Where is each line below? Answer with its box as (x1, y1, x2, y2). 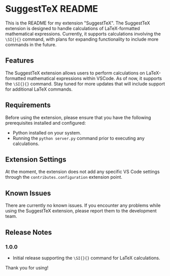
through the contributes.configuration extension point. (5, 174, 123, 180)
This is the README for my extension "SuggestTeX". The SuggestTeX (5, 20, 151, 26)
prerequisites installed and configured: (5, 120, 86, 126)
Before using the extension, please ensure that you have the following (5, 114, 151, 120)
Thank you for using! (5, 264, 49, 270)
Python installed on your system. (12, 129, 81, 135)
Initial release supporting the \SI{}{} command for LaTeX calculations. (12, 255, 161, 261)
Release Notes (5, 228, 52, 237)
